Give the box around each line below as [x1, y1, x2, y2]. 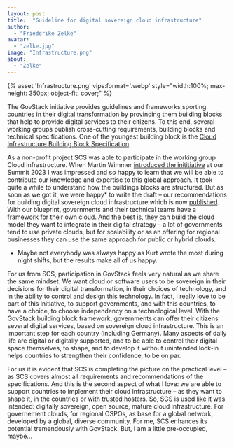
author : [7, 23, 30, 30]
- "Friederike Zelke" [13, 29, 77, 37]
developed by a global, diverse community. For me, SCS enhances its [7, 417, 208, 425]
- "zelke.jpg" [13, 43, 55, 50]
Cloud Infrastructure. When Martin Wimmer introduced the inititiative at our [7, 160, 224, 169]
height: [7, 89, 28, 97]
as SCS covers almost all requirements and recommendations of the [7, 372, 204, 381]
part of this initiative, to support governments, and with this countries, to [7, 299, 216, 308]
